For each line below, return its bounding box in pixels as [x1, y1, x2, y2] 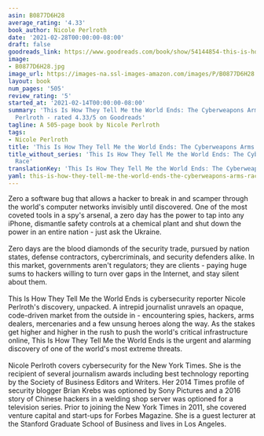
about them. [8, 277, 47, 287]
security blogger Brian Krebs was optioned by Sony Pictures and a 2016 [8, 386, 241, 395]
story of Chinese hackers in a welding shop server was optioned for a [8, 394, 233, 403]
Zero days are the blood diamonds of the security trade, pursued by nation [8, 244, 250, 253]
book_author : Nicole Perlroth [8, 26, 108, 34]
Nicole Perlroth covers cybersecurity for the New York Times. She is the [8, 361, 241, 370]
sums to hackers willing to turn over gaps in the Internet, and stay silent [8, 269, 240, 278]
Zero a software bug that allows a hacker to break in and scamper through [8, 193, 249, 203]
